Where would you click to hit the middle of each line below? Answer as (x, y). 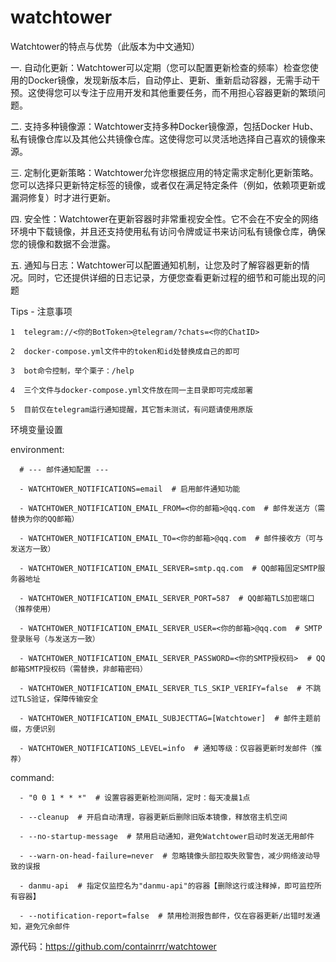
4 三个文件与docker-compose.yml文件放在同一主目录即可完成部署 (132, 390)
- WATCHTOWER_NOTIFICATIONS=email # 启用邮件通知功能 (130, 489)
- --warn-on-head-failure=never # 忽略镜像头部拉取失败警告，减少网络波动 (166, 856)
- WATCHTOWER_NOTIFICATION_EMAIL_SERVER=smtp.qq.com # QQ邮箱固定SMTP (168, 568)
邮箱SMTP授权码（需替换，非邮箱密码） (79, 669)
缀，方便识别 (33, 729)
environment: (37, 449)
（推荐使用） (33, 609)
